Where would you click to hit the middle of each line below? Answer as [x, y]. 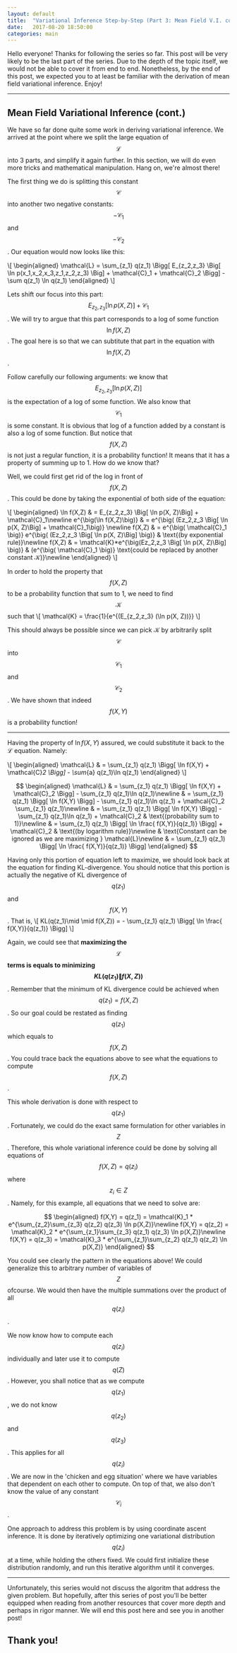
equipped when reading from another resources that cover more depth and [116, 1603]
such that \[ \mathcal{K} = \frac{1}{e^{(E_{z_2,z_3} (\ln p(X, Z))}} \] [104, 616]
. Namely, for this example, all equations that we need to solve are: [104, 1203]
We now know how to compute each [60, 1335]
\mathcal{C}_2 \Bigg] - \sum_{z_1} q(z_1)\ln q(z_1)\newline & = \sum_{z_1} [119, 794]
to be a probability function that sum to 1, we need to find [90, 593]
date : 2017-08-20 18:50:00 [50, 27]
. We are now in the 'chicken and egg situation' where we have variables [112, 1476]
